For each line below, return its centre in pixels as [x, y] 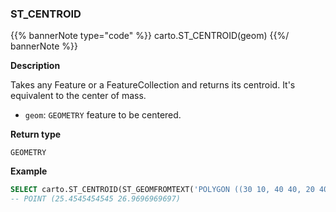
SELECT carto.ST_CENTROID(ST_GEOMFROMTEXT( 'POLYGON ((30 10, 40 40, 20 [162, 190]
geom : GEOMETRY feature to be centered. [103, 115]
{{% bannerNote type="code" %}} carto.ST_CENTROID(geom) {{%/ [150, 36]
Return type [36, 134]
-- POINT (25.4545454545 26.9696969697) [96, 199]
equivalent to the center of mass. [78, 96]
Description [35, 66]
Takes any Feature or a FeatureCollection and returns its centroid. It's [153, 85]
